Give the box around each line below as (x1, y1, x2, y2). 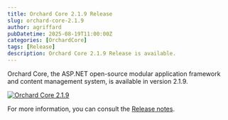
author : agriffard (7, 23, 62, 31)
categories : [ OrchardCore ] (7, 37, 87, 44)
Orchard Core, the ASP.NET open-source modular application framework (7, 69, 221, 78)
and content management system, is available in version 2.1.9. (7, 77, 188, 85)
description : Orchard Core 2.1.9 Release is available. (7, 50, 176, 58)
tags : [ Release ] (7, 43, 55, 50)
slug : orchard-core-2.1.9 (7, 17, 84, 24)
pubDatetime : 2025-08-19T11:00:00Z (7, 30, 113, 38)
